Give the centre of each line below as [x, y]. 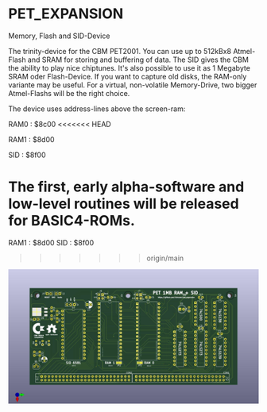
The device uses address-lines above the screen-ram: [97, 109]
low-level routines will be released [124, 204]
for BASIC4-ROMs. [72, 221]
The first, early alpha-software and [126, 187]
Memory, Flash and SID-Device [59, 36]
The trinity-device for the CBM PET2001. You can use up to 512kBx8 [120, 51]
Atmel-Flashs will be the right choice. [69, 93]
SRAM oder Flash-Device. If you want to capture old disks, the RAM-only [128, 76]
